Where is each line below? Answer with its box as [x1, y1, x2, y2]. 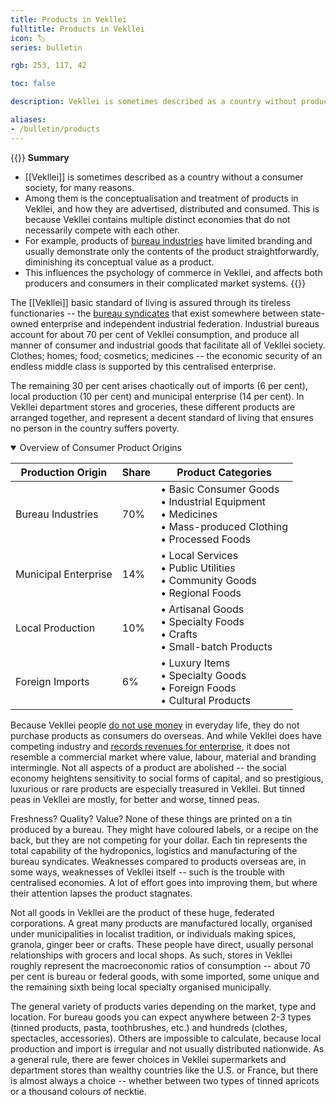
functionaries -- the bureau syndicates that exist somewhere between [10, 307, 299, 319]
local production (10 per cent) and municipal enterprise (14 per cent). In [10, 390, 305, 402]
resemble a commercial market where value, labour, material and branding [10, 751, 317, 763]
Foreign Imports [15, 674, 90, 688]
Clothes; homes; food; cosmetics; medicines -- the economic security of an [10, 349, 323, 361]
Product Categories [176, 465, 272, 479]
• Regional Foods [160, 586, 242, 600]
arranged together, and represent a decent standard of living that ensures [10, 411, 314, 423]
